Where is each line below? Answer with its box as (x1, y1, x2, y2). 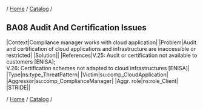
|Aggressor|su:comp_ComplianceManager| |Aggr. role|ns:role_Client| (6, 77, 179, 84)
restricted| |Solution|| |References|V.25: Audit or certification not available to (6, 51, 198, 59)
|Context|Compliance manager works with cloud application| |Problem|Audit (6, 39, 197, 46)
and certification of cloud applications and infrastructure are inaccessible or (6, 45, 196, 52)
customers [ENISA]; (6, 58, 56, 65)
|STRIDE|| (6, 84, 31, 91)
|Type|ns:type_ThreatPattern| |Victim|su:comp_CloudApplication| (6, 71, 168, 78)
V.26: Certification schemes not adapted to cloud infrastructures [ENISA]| (6, 64, 190, 71)
